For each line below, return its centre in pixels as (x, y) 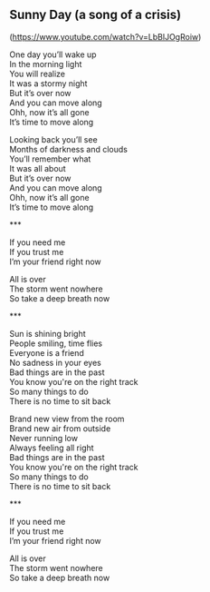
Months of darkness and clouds (69, 149)
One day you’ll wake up (53, 54)
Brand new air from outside (60, 428)
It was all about (38, 168)
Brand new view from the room (67, 419)
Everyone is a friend (47, 352)
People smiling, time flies (56, 343)
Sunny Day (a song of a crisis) (95, 15)
